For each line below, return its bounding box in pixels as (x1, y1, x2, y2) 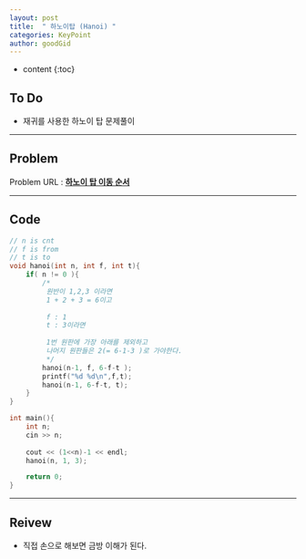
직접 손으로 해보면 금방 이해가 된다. (22, 540, 148, 551)
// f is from (9, 244, 59, 254)
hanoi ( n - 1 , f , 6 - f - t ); (42, 363, 132, 372)
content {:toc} (22, 64, 76, 75)
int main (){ (9, 414, 55, 423)
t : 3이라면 (46, 321, 87, 330)
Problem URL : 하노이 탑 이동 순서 (9, 176, 130, 187)
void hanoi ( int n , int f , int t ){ (9, 262, 141, 271)
